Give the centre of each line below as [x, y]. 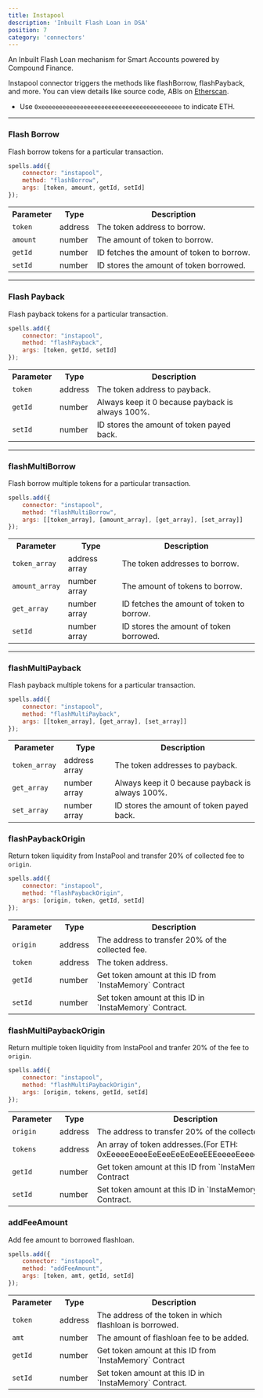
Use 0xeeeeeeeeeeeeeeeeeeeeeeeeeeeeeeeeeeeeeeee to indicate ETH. [127, 107]
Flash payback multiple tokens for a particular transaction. [102, 685]
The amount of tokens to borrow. [182, 586]
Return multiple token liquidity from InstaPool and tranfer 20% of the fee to [128, 1048]
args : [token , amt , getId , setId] [78, 1276]
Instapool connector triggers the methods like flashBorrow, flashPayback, [126, 83]
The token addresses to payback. [176, 765]
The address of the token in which [159, 1315]
